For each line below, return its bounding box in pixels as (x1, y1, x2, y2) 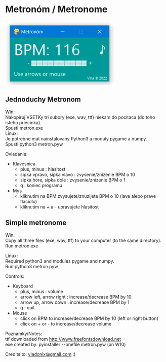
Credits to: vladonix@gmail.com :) (5, 351, 76, 357)
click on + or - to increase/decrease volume (20, 320, 112, 327)
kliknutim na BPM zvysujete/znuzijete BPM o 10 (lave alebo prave (20, 193, 156, 199)
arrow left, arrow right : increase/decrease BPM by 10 (20, 294, 132, 300)
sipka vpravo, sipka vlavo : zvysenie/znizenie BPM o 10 (20, 171, 135, 177)
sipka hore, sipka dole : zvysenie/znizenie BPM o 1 (20, 176, 126, 183)
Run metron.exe (5, 242, 38, 249)
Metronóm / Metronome (5, 4, 108, 15)
